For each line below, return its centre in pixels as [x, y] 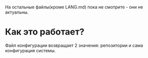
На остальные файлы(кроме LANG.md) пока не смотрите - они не [74, 7]
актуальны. [17, 12]
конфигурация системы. [30, 50]
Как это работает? [45, 32]
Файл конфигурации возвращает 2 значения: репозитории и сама [74, 45]
